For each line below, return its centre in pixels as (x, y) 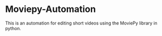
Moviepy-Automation (51, 9)
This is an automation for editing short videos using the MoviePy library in (81, 23)
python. (13, 28)
